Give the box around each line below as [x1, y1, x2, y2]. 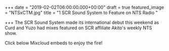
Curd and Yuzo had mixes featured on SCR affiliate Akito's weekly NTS [5, 25, 152, 31]
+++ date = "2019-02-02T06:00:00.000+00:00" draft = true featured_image [5, 5, 164, 10]
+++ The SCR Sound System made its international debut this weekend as [5, 20, 159, 25]
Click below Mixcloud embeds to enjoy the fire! [5, 40, 103, 46]
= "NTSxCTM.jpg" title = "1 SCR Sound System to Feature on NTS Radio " [5, 10, 158, 16]
